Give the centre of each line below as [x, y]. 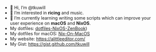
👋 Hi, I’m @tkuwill [28, 8]
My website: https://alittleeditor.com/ [47, 39]
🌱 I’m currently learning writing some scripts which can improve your [80, 18]
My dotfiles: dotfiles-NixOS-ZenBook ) [48, 28]
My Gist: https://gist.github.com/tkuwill [50, 44]
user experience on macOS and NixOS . [50, 23]
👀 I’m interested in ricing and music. [47, 13]
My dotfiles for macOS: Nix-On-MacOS [50, 34]
